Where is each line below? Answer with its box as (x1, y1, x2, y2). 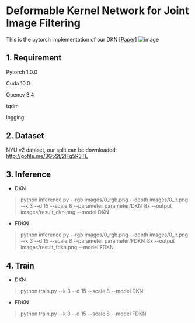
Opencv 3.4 (6, 91, 34, 98)
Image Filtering (6, 16, 81, 30)
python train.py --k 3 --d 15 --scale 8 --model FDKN (20, 310, 147, 317)
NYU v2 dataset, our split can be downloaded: (6, 146, 117, 153)
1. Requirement (6, 53, 62, 63)
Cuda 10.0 (6, 80, 30, 87)
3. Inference (6, 169, 51, 179)
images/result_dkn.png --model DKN (20, 209, 109, 216)
